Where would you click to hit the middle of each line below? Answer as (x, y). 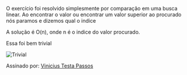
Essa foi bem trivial (29, 43)
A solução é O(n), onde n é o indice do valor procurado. (73, 32)
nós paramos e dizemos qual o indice (51, 21)
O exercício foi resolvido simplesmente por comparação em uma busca (92, 8)
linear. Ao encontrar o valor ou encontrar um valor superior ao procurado (94, 15)
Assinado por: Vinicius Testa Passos (50, 66)
